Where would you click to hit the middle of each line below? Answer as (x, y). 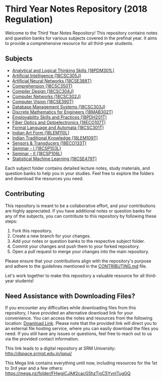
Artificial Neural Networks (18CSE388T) (52, 81)
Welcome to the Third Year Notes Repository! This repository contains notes (81, 33)
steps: (11, 221)
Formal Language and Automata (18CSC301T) (58, 127)
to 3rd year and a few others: (34, 368)
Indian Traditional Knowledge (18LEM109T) (55, 138)
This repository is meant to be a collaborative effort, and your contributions (80, 206)
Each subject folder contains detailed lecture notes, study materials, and (77, 168)
